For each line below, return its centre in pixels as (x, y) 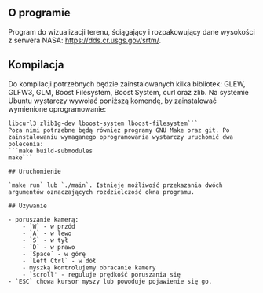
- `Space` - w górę (54, 254)
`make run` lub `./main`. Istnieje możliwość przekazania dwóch (115, 185)
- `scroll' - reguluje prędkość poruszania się (101, 274)
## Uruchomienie (35, 171)
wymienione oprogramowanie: (57, 108)
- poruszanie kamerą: (44, 219)
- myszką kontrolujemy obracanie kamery (89, 267)
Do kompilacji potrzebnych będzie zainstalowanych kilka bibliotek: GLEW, (127, 84)
